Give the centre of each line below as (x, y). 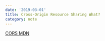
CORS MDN (17, 33)
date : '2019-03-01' (26, 10)
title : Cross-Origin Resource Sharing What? (53, 14)
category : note (21, 19)
